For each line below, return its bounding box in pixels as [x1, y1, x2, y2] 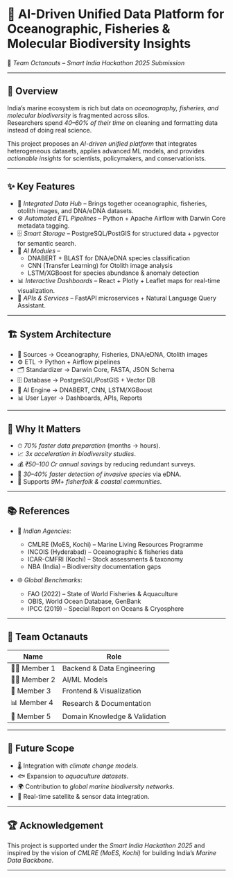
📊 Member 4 [10, 698, 53, 707]
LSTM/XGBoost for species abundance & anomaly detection [27, 269, 200, 277]
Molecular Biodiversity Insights [7, 36, 191, 51]
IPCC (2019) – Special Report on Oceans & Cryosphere [27, 605, 184, 613]
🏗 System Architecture [7, 328, 112, 340]
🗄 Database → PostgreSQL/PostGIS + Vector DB [17, 376, 156, 385]
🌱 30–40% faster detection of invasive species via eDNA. [17, 470, 182, 478]
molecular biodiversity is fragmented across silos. [7, 111, 150, 119]
